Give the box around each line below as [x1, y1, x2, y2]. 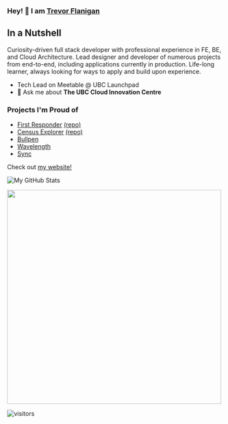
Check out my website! [7, 163, 72, 171]
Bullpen [16, 135, 39, 143]
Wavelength [16, 142, 51, 151]
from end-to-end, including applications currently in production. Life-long [7, 60, 214, 68]
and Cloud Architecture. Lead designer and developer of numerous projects [7, 53, 221, 61]
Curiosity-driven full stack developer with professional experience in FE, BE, [7, 45, 222, 53]
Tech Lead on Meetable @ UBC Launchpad [16, 80, 139, 88]
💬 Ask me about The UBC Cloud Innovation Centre [16, 88, 162, 96]
